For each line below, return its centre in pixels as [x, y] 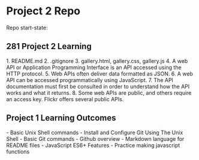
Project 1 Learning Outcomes [61, 118]
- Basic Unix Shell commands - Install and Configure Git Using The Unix [95, 132]
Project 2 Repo [43, 11]
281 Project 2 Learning [49, 46]
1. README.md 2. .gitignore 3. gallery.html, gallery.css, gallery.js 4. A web [97, 61]
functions [18, 152]
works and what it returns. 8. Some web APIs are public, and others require [99, 93]
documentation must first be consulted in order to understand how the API [98, 86]
